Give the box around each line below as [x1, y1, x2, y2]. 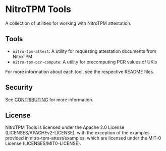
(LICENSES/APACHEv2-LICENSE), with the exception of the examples [5, 130, 150, 136]
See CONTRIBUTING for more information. [5, 97, 94, 103]
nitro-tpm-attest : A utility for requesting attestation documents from [12, 48, 156, 54]
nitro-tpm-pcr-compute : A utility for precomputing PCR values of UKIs [12, 59, 157, 65]
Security [5, 83, 33, 92]
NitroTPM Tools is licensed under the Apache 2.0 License [5, 124, 125, 130]
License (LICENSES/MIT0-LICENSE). [5, 140, 82, 146]
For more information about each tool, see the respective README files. [5, 68, 155, 74]
